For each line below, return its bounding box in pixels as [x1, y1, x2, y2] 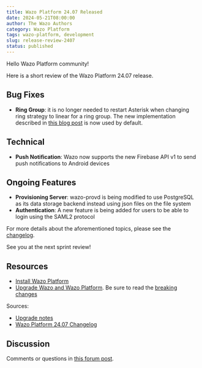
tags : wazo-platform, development [6, 32, 95, 38]
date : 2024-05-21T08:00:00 [6, 15, 75, 21]
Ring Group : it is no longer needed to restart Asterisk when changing [15, 105, 190, 113]
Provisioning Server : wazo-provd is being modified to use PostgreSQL [15, 194, 194, 201]
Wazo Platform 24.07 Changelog [15, 321, 97, 328]
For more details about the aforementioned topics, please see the [6, 225, 171, 232]
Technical [6, 137, 45, 147]
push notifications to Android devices [15, 159, 110, 167]
